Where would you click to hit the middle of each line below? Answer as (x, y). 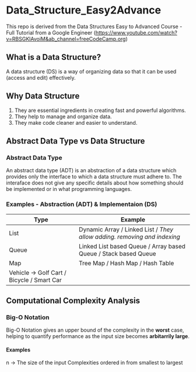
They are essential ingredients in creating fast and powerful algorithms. (100, 110)
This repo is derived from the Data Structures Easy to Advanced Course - (94, 26)
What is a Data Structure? (54, 57)
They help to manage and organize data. (63, 116)
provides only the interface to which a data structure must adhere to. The (94, 177)
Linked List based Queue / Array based (132, 246)
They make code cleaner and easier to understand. (76, 122)
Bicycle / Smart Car (36, 280)
